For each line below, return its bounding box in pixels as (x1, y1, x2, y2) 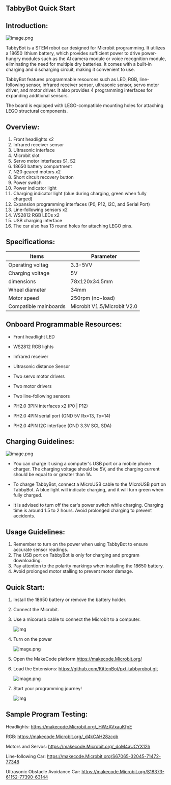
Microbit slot (13, 152, 40, 159)
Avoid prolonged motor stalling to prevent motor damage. (13, 568, 134, 574)
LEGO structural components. (6, 108, 68, 114)
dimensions (8, 278, 36, 285)
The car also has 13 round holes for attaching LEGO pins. (13, 223, 133, 229)
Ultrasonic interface (13, 147, 55, 153)
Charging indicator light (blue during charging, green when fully (13, 191, 147, 197)
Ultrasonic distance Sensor (13, 363, 70, 369)
